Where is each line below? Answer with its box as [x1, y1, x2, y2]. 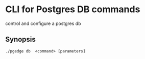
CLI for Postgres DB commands [5, 4, 140, 15]
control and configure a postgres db [5, 20, 81, 26]
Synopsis [5, 35, 36, 44]
